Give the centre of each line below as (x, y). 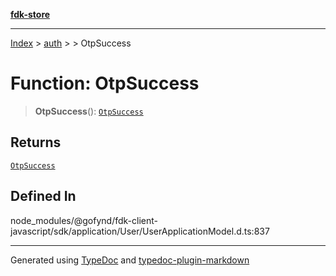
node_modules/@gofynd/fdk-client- (84, 220)
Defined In (43, 196)
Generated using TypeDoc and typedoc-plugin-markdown (130, 260)
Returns (36, 142)
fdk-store (30, 14)
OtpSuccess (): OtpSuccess (89, 111)
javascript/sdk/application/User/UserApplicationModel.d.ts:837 (140, 231)
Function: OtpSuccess (105, 83)
